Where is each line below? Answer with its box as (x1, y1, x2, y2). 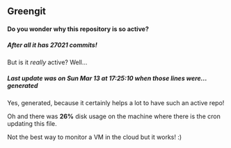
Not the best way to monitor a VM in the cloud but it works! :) (7, 133, 182, 141)
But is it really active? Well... (7, 58, 88, 66)
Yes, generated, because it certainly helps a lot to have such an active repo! (7, 98, 225, 107)
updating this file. (7, 119, 57, 127)
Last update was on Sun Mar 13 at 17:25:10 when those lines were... (7, 74, 207, 82)
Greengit (7, 6, 47, 17)
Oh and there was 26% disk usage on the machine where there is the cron (7, 112, 221, 120)
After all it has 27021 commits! (7, 41, 97, 49)
